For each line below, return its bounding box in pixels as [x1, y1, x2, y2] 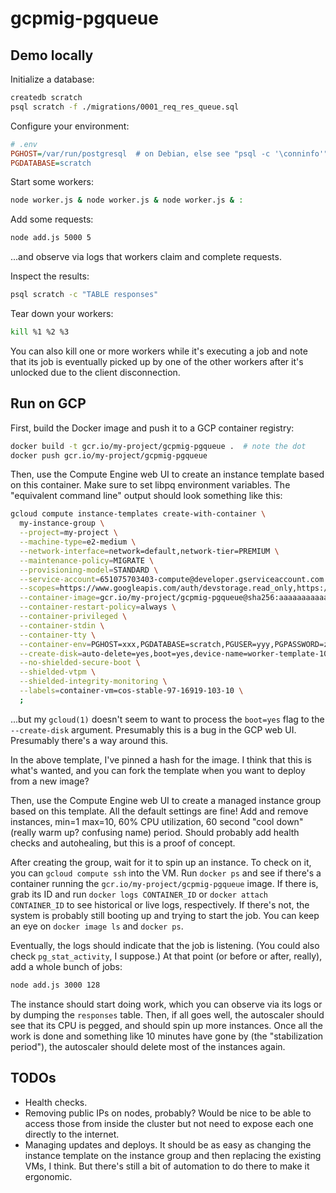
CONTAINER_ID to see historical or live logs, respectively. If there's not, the [10, 898, 310, 911]
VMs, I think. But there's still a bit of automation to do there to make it [24, 1160, 310, 1172]
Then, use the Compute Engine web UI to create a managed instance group [10, 794, 322, 806]
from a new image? [10, 775, 90, 787]
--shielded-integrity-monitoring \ [19, 677, 168, 687]
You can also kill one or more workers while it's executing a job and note [10, 345, 308, 357]
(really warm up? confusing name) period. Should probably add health [10, 826, 300, 838]
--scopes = [19, 583, 60, 594]
